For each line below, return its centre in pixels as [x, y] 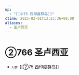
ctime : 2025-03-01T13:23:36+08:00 [40, 18]
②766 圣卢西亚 [37, 53]
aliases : [14, 23]
